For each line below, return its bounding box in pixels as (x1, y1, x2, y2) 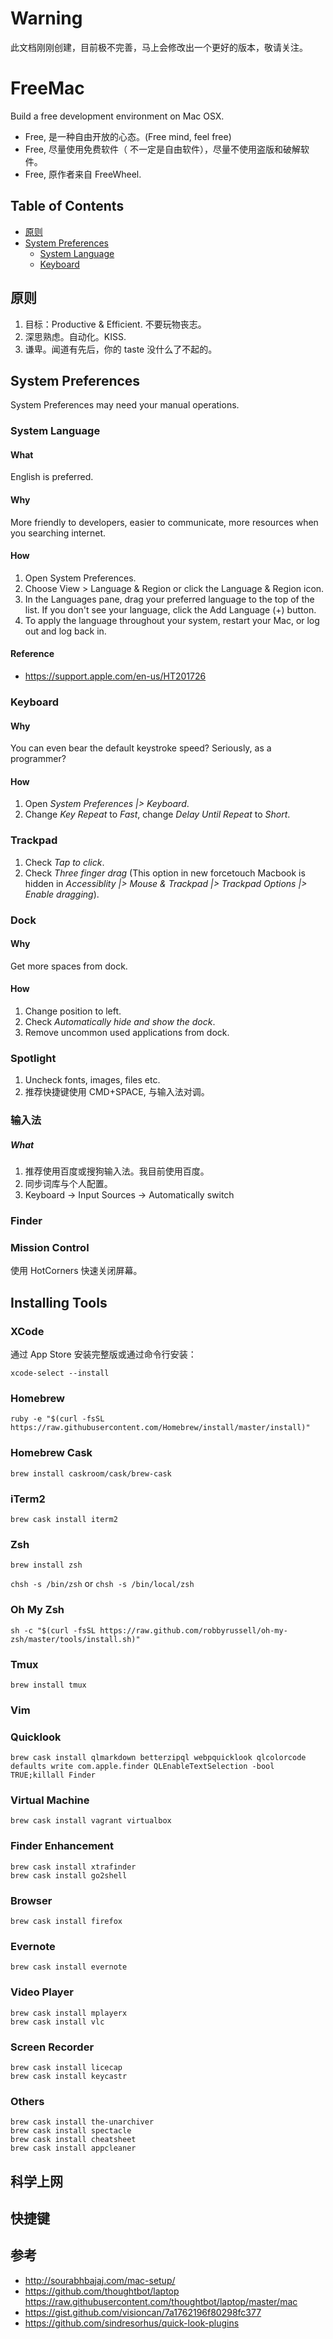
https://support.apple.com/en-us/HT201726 (24, 670, 207, 682)
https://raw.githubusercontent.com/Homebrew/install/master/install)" (10, 1423, 311, 1433)
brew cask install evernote (10, 1962, 128, 1972)
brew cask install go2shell (10, 1870, 128, 1881)
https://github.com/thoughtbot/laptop (24, 2285, 180, 2297)
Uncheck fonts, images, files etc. (24, 1074, 161, 1086)
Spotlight (10, 1051, 57, 1065)
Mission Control (10, 1241, 90, 1255)
